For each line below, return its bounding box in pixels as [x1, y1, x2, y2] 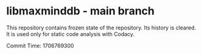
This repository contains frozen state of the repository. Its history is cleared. [6, 24, 196, 31]
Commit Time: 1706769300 [6, 42, 75, 49]
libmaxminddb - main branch [6, 4, 155, 18]
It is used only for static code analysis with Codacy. [6, 30, 135, 37]
